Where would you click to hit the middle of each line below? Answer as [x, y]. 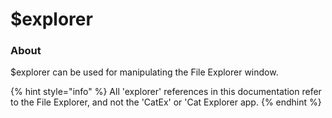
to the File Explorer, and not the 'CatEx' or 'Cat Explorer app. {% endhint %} [166, 102]
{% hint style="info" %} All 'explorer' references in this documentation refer [166, 92]
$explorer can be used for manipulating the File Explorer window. [144, 72]
